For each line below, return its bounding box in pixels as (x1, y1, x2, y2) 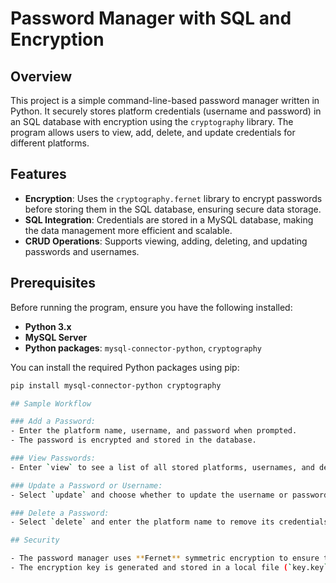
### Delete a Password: (10, 508, 110, 518)
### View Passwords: (10, 453, 97, 463)
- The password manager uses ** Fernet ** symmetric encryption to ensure (10, 553, 320, 564)
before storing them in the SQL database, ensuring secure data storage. (24, 203, 322, 215)
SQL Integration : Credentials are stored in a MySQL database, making (24, 213, 314, 226)
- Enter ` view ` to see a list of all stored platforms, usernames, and (10, 462, 315, 472)
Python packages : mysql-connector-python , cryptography (24, 342, 263, 354)
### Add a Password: (10, 417, 97, 427)
